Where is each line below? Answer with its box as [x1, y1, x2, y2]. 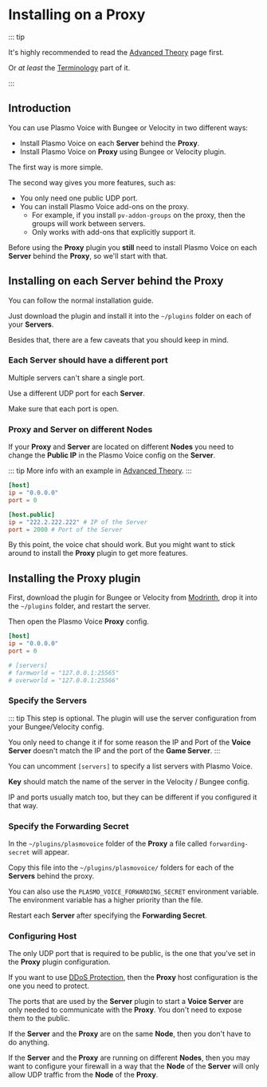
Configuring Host [8, 930, 77, 942]
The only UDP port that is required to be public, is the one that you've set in [8, 949, 257, 958]
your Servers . [8, 319, 54, 329]
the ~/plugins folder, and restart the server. [8, 601, 151, 611]
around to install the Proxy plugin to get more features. [8, 549, 189, 558]
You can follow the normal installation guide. [8, 296, 154, 305]
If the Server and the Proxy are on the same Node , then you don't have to [8, 1029, 251, 1039]
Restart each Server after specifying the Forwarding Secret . [8, 910, 207, 920]
